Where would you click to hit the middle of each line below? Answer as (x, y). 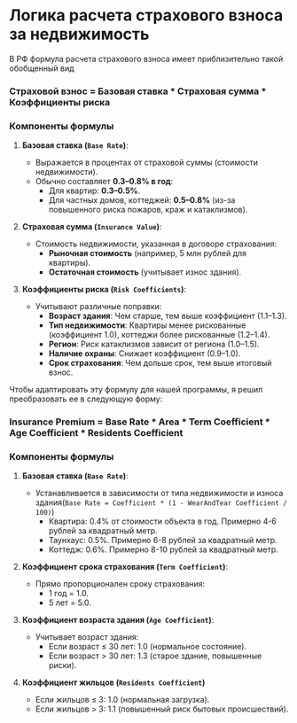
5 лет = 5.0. (70, 602)
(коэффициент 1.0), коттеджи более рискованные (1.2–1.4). (159, 335)
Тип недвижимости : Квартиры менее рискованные (147, 325)
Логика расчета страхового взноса (146, 16)
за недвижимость (79, 34)
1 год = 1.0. (68, 594)
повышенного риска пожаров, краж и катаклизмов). (148, 210)
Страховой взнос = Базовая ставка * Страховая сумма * (138, 91)
